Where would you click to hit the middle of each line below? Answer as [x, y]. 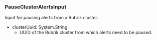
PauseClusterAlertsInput [36, 7]
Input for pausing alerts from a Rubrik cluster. [51, 18]
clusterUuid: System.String [40, 27]
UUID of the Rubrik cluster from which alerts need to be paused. [86, 33]
